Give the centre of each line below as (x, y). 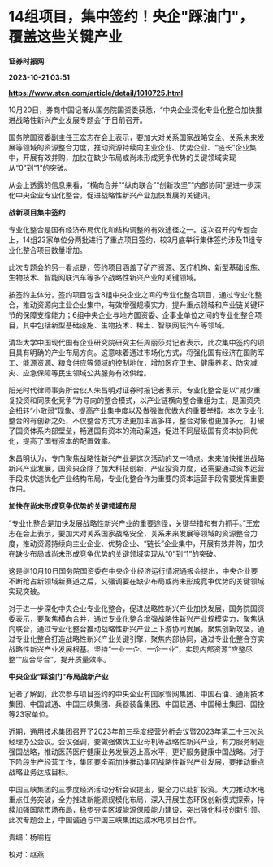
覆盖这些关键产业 (66, 37)
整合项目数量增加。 (54, 249)
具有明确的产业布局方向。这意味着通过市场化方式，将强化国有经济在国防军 (140, 352)
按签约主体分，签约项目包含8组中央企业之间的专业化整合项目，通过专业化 (132, 294)
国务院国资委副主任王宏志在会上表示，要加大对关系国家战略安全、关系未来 (133, 137)
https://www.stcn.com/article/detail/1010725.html (96, 93)
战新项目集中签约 (37, 212)
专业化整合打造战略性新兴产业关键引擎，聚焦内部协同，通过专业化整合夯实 (140, 639)
